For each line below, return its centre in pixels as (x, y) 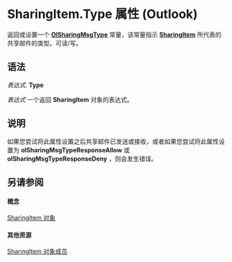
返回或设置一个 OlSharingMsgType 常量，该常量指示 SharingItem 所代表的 (114, 34)
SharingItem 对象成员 (37, 252)
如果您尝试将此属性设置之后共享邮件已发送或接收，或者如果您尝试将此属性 (113, 141)
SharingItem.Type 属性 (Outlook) (103, 14)
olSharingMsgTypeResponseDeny (57, 159)
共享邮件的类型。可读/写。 (45, 43)
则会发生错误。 (136, 159)
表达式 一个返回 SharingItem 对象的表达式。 (70, 99)
